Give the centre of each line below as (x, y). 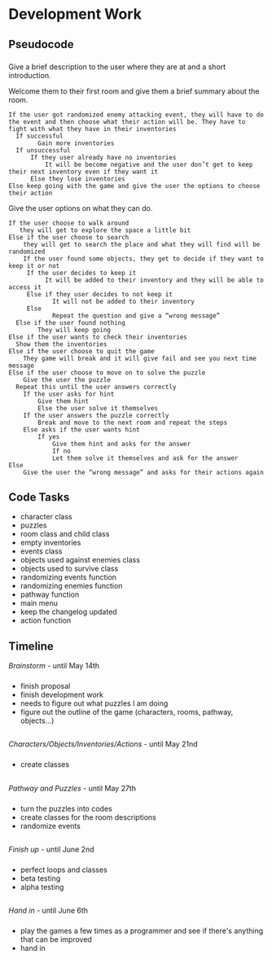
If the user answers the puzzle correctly (96, 415)
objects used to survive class (69, 569)
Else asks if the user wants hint (81, 429)
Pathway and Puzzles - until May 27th (72, 788)
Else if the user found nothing (71, 322)
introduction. (30, 75)
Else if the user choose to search (69, 237)
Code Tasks (39, 497)
